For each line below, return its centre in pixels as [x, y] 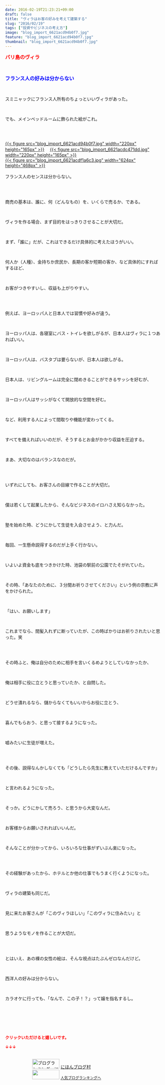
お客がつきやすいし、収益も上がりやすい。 [48, 288]
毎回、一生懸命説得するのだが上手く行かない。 [52, 544]
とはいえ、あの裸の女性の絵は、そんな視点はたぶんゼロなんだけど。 [74, 958]
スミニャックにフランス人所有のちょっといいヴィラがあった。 [68, 99]
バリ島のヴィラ [23, 57]
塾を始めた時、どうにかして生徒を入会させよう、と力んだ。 [66, 525]
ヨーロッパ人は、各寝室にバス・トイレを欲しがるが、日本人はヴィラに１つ [81, 333]
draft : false [18, 14]
